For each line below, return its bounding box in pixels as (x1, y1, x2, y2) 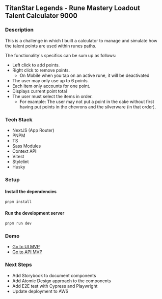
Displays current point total (12, 88, 67, 94)
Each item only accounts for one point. (12, 83, 91, 89)
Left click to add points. (12, 62, 60, 68)
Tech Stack (5, 116, 33, 123)
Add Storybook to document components (12, 272, 97, 278)
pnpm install (5, 199, 32, 204)
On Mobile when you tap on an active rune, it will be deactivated (19, 72, 150, 78)
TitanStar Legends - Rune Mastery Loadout (5, 4, 140, 12)
